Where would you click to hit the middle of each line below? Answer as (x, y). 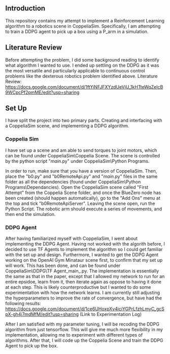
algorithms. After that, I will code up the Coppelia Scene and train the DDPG (84, 340)
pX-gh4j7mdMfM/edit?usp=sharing (42, 314)
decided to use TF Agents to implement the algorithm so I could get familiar (84, 250)
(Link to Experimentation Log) (111, 314)
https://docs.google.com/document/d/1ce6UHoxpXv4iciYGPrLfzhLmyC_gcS (85, 309)
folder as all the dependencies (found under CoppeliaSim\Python (73, 182)
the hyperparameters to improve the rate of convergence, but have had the (84, 298)
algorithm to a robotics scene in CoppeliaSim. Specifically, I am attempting (83, 26)
